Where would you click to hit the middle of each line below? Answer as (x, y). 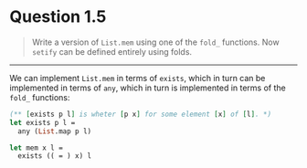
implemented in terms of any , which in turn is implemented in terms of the (148, 88)
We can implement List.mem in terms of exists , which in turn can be (138, 78)
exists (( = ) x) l (55, 156)
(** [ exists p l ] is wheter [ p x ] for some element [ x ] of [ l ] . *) (141, 114)
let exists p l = (42, 122)
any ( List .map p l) (55, 131)
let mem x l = (37, 148)
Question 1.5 (58, 17)
